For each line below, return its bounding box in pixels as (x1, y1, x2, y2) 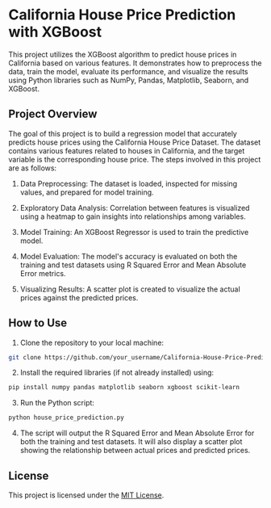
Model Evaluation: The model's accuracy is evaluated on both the (19, 251, 238, 261)
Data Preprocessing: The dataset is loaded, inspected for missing (19, 178, 238, 188)
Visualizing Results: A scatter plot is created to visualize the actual (19, 284, 240, 294)
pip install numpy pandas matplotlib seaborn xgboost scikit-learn (8, 384, 240, 392)
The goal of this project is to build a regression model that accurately (8, 128, 238, 138)
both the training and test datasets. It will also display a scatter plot (19, 437, 243, 447)
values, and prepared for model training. (19, 187, 155, 197)
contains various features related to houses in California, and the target (8, 145, 245, 155)
